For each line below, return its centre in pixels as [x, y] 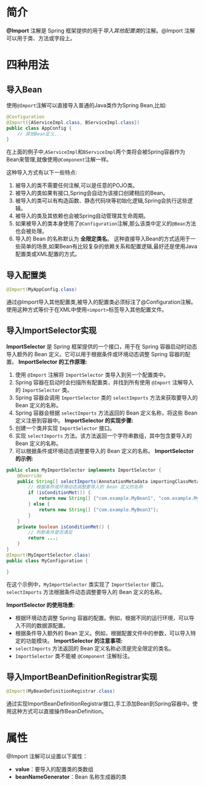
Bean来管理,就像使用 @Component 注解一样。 [59, 160]
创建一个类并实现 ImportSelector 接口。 [65, 428]
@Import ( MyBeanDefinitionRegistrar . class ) [61, 691]
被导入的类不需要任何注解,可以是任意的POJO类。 [76, 185]
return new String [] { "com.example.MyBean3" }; [99, 510]
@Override [30, 476]
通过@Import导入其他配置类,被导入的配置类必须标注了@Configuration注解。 [101, 302]
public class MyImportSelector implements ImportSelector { [84, 470]
